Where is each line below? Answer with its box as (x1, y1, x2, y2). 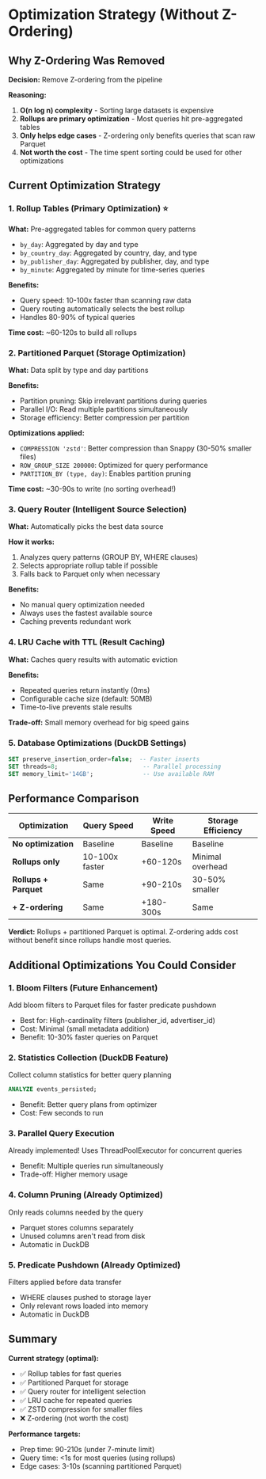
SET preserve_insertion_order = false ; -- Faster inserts (8, 755, 200, 763)
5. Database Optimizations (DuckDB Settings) (8, 737, 187, 748)
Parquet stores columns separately (19, 1222, 135, 1232)
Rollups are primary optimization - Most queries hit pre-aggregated (19, 114, 243, 124)
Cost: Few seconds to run (19, 1108, 104, 1118)
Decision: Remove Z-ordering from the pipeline (8, 75, 163, 84)
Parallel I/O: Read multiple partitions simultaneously (19, 404, 188, 413)
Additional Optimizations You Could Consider (8, 958, 237, 971)
